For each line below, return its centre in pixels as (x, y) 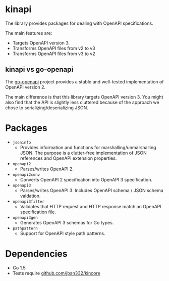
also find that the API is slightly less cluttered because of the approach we (82, 102)
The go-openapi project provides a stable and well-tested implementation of (84, 81)
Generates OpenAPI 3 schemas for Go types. (67, 222)
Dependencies (36, 253)
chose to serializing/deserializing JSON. (47, 108)
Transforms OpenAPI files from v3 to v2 (54, 54)
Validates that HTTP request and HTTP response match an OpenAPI (91, 206)
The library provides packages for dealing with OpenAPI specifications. (79, 23)
